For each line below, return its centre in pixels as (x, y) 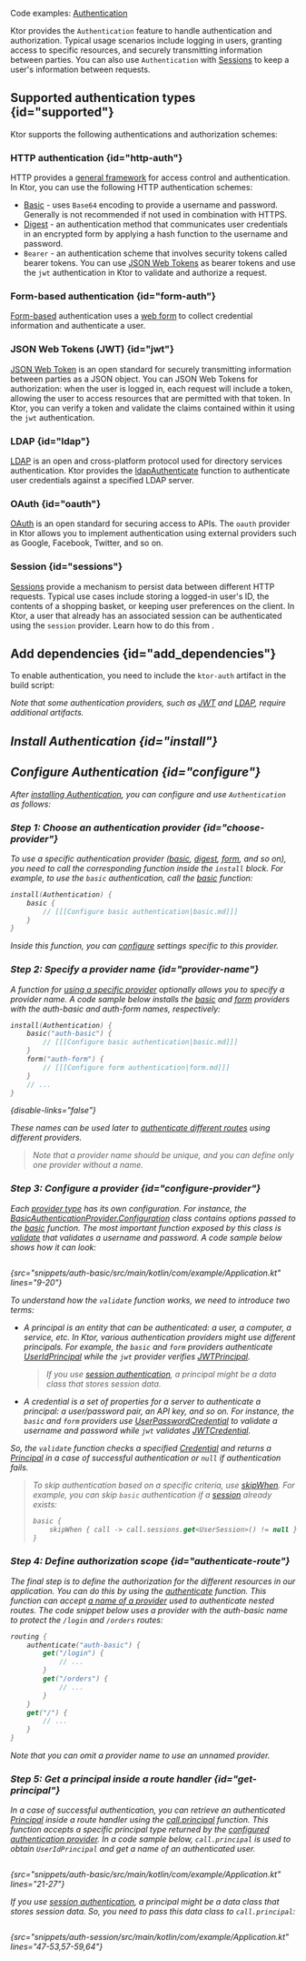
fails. (20, 1467)
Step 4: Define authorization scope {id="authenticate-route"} (150, 1561)
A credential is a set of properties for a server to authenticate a (142, 1401)
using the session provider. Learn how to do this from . (112, 625)
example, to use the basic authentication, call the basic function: (132, 878)
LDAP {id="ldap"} (50, 441)
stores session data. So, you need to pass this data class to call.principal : (153, 1912)
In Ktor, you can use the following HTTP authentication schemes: (132, 188)
